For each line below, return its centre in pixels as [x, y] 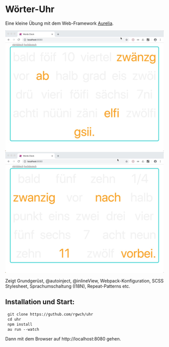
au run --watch [23, 329]
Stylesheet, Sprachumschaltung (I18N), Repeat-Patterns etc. [68, 286]
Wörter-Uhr [30, 9]
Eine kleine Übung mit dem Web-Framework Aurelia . [60, 23]
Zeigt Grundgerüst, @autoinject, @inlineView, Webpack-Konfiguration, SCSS [84, 280]
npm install [20, 324]
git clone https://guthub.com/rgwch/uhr [50, 314]
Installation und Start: [40, 302]
